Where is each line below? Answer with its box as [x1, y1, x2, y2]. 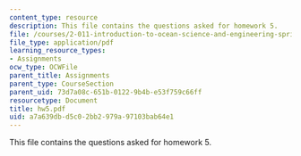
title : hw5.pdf [9, 104, 66, 113]
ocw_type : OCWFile [9, 63, 78, 72]
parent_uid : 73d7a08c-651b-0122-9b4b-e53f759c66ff [9, 87, 202, 96]
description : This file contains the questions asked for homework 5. [9, 21, 279, 30]
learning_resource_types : [9, 46, 106, 55]
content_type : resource [9, 12, 99, 22]
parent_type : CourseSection [9, 79, 115, 88]
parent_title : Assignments [9, 71, 110, 80]
